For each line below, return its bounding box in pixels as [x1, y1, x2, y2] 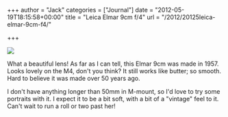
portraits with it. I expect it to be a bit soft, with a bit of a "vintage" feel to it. [7, 95, 219, 103]
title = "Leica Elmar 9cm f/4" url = [64, 13, 160, 21]
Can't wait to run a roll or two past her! [7, 102, 116, 110]
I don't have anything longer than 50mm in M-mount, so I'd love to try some [7, 88, 220, 95]
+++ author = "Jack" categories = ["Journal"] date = [7, 6, 154, 14]
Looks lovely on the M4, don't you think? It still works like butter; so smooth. [7, 67, 221, 75]
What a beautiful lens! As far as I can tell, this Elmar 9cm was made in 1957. [7, 60, 219, 68]
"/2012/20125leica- [161, 13, 216, 21]
